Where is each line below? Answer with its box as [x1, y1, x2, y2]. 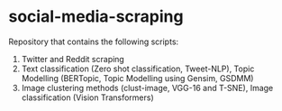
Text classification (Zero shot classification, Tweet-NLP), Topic [21, 63, 255, 74]
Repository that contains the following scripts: [8, 36, 179, 47]
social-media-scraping [8, 6, 184, 27]
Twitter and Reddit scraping [21, 53, 125, 64]
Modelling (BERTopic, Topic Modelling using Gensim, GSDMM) [21, 72, 254, 83]
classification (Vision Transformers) [21, 92, 154, 103]
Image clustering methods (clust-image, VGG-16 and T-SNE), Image [21, 82, 274, 93]
